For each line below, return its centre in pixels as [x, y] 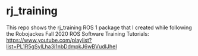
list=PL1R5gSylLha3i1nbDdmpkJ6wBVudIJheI [62, 46]
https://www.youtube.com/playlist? [49, 40]
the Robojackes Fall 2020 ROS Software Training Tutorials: [78, 33]
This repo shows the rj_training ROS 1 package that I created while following [99, 27]
